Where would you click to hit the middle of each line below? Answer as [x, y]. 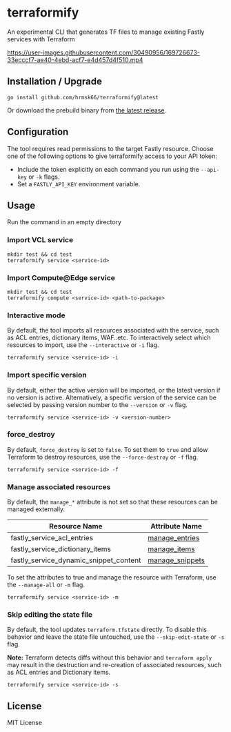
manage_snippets [177, 560]
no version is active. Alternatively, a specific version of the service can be [112, 397]
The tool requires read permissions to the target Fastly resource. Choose [110, 148]
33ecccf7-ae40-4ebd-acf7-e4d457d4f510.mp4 [75, 59]
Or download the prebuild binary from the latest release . [87, 110]
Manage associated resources [59, 486]
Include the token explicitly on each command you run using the [108, 169]
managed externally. [36, 509]
